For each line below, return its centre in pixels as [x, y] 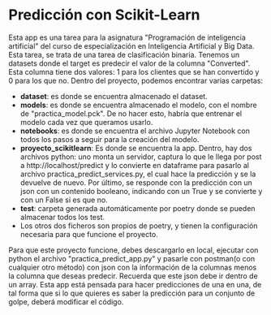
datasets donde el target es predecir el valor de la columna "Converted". [129, 63]
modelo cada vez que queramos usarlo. [86, 122]
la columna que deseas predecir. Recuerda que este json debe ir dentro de [133, 276]
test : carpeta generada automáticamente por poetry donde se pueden [138, 208]
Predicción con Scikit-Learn [104, 15]
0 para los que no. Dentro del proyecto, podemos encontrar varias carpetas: [136, 80]
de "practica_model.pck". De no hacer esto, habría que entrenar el [131, 113]
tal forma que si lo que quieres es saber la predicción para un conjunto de [132, 293]
